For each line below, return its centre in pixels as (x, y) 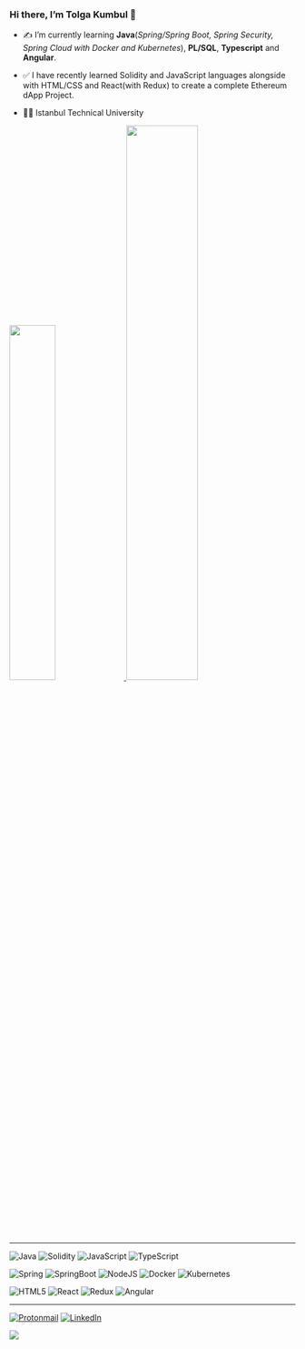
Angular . (39, 57)
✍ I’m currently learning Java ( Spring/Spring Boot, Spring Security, (148, 35)
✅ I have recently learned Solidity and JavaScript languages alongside (154, 76)
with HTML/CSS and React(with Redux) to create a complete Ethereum (155, 86)
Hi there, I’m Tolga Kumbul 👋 (73, 15)
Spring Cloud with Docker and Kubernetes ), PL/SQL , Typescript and (151, 48)
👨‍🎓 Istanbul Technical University (83, 113)
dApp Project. (48, 96)
